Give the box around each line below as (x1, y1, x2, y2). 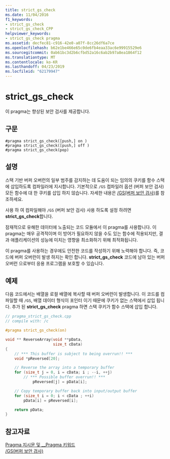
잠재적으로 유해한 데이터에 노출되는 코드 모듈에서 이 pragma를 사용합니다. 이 (5, 224, 157, 230)
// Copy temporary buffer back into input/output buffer (14, 388, 138, 393)
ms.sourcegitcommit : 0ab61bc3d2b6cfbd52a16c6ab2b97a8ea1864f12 (5, 50, 142, 55)
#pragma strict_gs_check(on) (5, 328, 67, 333)
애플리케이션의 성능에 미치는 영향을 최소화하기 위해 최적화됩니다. (10, 237, 138, 243)
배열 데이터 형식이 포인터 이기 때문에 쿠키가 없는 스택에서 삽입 (33, 297, 156, 303)
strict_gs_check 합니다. (5, 213, 53, 219)
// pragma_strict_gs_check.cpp (5, 314, 72, 319)
